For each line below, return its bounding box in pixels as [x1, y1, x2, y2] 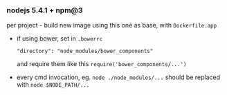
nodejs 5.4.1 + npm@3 [6, 6, 84, 15]
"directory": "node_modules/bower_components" [16, 47, 154, 55]
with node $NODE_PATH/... [16, 81, 90, 89]
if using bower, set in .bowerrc [16, 34, 103, 43]
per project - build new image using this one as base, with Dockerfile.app [6, 21, 217, 30]
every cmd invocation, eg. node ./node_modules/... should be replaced [16, 73, 221, 81]
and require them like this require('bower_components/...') [16, 60, 187, 68]
